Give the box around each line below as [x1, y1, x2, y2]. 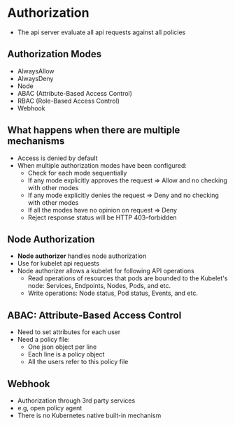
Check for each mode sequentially [27, 168, 127, 177]
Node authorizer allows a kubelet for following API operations [17, 267, 194, 275]
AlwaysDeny [17, 74, 54, 82]
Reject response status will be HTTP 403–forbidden [27, 213, 177, 222]
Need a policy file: [17, 336, 70, 344]
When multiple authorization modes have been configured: [17, 161, 187, 169]
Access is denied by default [17, 154, 98, 162]
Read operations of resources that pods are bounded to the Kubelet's [27, 274, 228, 282]
